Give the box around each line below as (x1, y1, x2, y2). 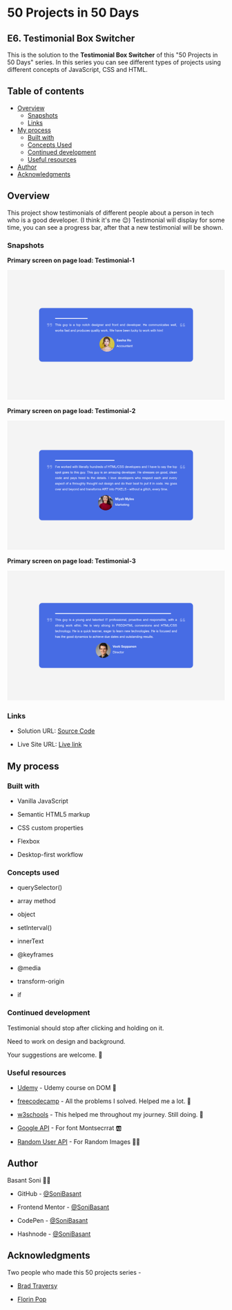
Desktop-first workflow (17, 850, 84, 859)
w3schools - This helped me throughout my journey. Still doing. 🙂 (17, 1111, 204, 1118)
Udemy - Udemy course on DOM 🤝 (17, 1084, 117, 1091)
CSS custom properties (17, 824, 84, 832)
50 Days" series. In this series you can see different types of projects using (7, 58, 221, 66)
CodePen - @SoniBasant (17, 1216, 88, 1224)
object (17, 910, 36, 918)
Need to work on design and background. (7, 1037, 126, 1046)
